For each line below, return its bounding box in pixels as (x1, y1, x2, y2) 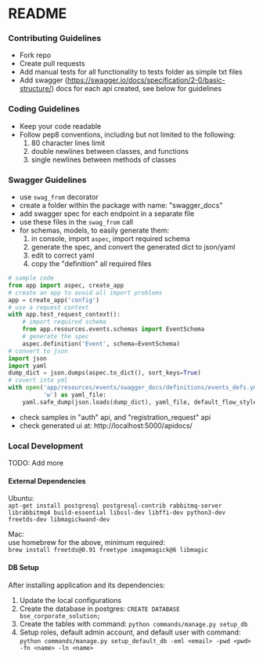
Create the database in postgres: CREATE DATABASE (19, 604, 180, 613)
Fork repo (19, 50, 52, 60)
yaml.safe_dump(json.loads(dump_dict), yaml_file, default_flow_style (22, 398, 258, 406)
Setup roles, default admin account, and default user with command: (19, 627, 241, 637)
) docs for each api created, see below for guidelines (51, 84, 222, 93)
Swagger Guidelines (8, 174, 87, 185)
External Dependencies (8, 476, 86, 485)
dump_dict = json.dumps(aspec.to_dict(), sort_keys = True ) (8, 369, 201, 377)
